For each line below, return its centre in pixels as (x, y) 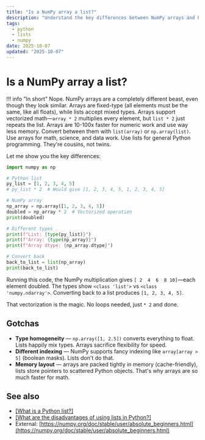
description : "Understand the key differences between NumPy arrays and (101, 18)
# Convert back (26, 257)
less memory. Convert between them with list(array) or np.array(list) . (99, 131)
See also (23, 396)
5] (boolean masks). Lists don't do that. (65, 358)
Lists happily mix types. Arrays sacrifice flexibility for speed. (91, 345)
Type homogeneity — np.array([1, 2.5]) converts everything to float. (105, 338)
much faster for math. (42, 377)
